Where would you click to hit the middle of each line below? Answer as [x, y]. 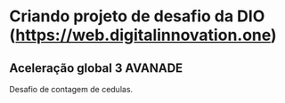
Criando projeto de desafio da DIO [137, 16]
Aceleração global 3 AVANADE [96, 68]
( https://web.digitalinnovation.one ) [143, 35]
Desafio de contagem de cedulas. [71, 89]
